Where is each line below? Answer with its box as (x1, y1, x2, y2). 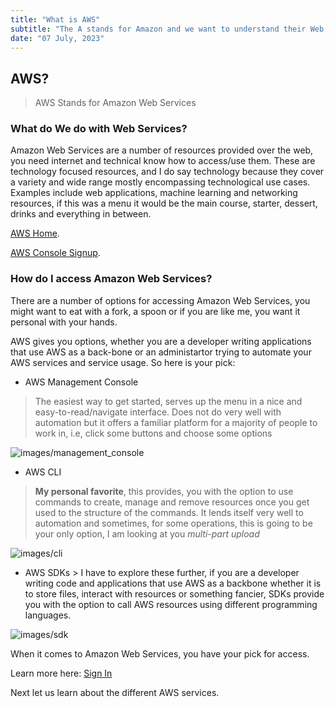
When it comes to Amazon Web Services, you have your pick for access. (10, 647, 310, 660)
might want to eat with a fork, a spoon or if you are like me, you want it (10, 305, 301, 317)
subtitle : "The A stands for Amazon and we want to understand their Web (10, 24, 325, 34)
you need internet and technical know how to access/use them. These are (10, 155, 316, 167)
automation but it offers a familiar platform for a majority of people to (34, 416, 318, 428)
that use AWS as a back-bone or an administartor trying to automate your (10, 346, 312, 358)
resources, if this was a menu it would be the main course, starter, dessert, (10, 197, 318, 210)
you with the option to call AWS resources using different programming (24, 598, 318, 610)
